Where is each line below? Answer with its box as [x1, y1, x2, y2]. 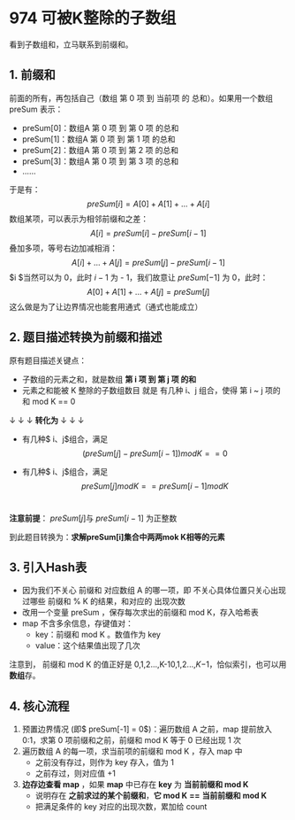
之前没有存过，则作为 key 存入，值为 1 [34, 757, 175, 768]
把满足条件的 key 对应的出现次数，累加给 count [34, 801, 208, 812]
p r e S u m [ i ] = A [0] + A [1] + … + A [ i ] [87, 198, 210, 209]
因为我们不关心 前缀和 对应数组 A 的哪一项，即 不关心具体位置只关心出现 [21, 585, 287, 596]
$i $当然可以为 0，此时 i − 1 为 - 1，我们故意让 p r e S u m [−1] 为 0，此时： [9, 272, 269, 282]
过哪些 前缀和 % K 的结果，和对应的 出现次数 [21, 596, 185, 607]
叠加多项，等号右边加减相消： [9, 243, 117, 253]
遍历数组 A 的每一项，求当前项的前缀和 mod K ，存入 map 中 [21, 746, 243, 757]
